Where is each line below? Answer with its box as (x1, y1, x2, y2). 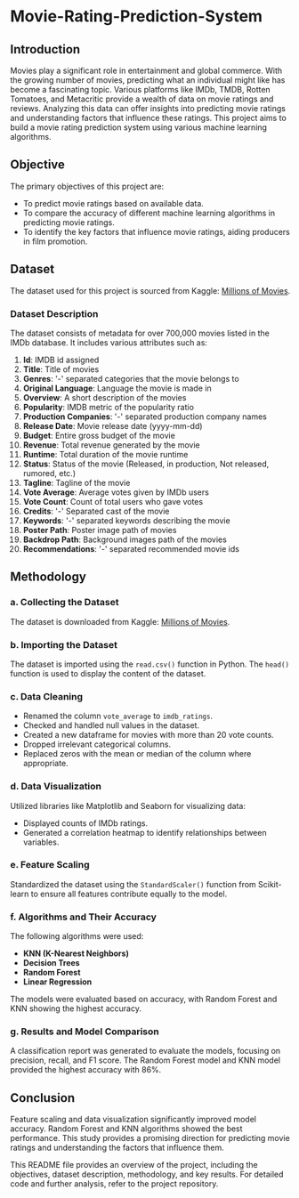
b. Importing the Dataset (10, 638, 118, 651)
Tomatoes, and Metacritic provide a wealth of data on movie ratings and (10, 93, 274, 104)
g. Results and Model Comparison (10, 1025, 159, 1038)
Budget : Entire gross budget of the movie (22, 430, 176, 441)
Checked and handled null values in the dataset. (22, 720, 199, 731)
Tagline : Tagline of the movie (22, 477, 131, 488)
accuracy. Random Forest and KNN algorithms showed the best (10, 1123, 243, 1134)
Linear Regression (22, 976, 93, 987)
